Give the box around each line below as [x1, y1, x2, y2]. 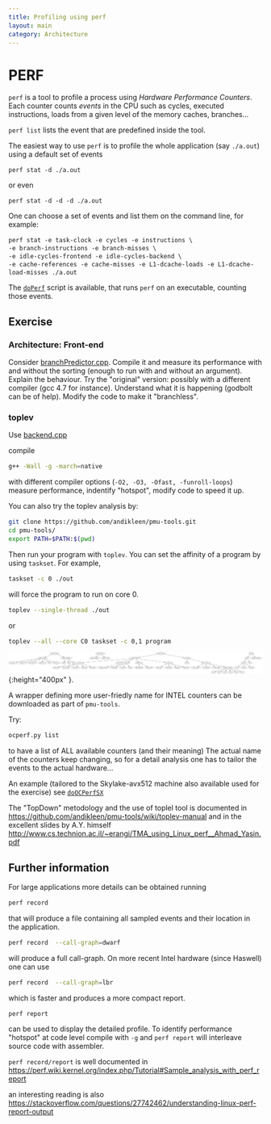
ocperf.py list [8, 732, 60, 740]
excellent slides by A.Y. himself [8, 820, 111, 830]
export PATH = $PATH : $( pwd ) [8, 535, 95, 543]
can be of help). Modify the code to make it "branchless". [8, 392, 199, 401]
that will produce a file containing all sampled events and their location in [8, 913, 251, 923]
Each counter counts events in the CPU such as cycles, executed [8, 101, 224, 111]
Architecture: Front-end [8, 339, 104, 350]
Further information [8, 861, 110, 874]
